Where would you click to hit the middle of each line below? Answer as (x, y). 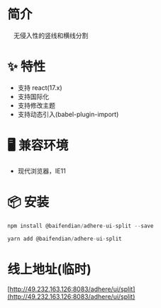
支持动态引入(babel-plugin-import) (68, 114)
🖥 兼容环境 (38, 146)
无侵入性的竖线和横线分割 (51, 35)
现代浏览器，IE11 (41, 171)
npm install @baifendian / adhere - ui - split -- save (80, 226)
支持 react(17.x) (40, 87)
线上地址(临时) (50, 269)
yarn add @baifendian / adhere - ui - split (65, 239)
